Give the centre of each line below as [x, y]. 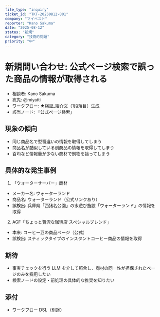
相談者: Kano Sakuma [34, 94]
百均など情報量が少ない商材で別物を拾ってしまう [61, 154]
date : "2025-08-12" [25, 28]
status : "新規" [20, 32]
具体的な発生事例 [31, 170]
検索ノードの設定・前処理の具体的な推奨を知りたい [63, 280]
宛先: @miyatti [27, 99]
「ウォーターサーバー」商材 [40, 183]
